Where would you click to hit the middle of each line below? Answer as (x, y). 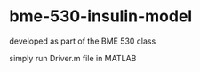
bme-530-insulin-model (101, 16)
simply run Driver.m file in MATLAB (73, 58)
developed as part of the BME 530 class (83, 41)
